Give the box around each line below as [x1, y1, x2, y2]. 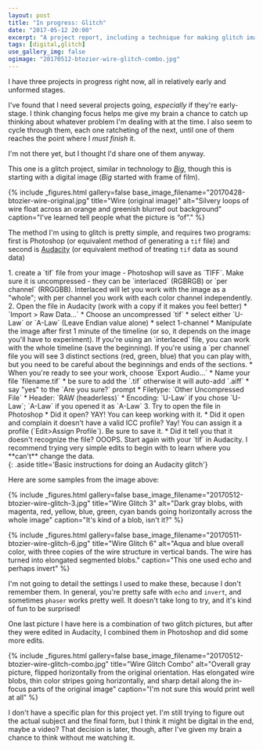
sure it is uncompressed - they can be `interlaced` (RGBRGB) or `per [8, 276, 228, 286]
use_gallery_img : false [8, 48, 86, 56]
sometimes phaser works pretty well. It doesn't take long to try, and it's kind [8, 595, 252, 605]
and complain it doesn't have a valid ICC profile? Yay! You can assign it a [8, 417, 243, 428]
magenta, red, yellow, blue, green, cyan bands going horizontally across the [8, 507, 253, 516]
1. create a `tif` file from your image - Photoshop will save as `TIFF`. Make [8, 268, 244, 277]
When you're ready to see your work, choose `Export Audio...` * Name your [8, 368, 250, 377]
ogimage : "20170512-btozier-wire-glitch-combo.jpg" [8, 56, 180, 64]
